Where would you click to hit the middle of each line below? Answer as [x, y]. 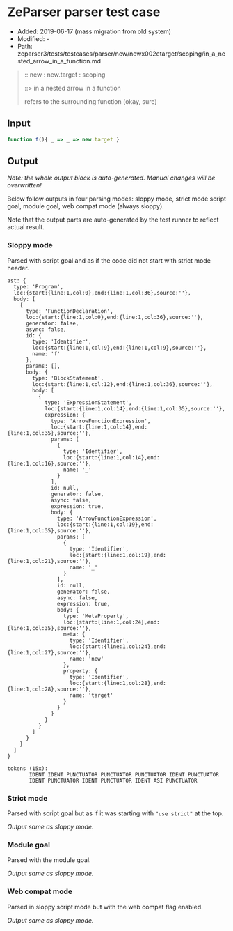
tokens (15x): [28, 768]
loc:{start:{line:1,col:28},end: [118, 683]
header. [18, 268]
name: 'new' [87, 659]
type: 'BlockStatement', [68, 378]
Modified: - [33, 38]
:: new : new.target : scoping [65, 75]
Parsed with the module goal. [49, 860]
